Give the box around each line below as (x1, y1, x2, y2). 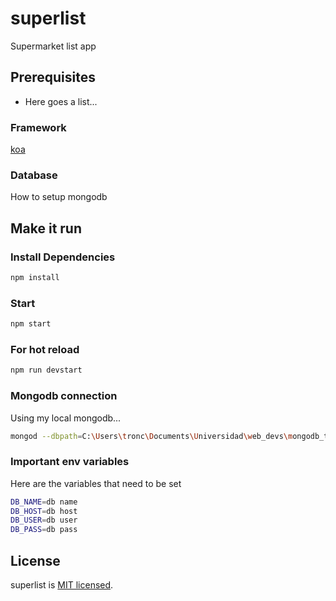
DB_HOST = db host (10, 506, 78, 516)
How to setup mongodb (10, 191, 108, 203)
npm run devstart (10, 365, 83, 376)
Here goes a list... (24, 95, 98, 107)
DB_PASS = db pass (10, 525, 78, 535)
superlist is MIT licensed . (10, 579, 114, 591)
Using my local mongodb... (10, 412, 122, 424)
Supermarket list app (10, 40, 97, 52)
